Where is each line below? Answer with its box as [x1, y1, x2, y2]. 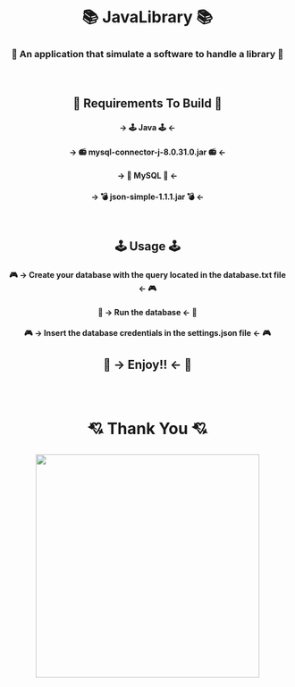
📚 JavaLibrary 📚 [81, 7, 214, 28]
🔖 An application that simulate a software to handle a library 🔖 [11, 48, 284, 61]
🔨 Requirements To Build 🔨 [72, 96, 223, 111]
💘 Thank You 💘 [87, 418, 208, 439]
